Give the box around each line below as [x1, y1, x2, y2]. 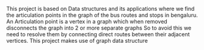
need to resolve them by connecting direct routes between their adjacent [6, 31, 191, 38]
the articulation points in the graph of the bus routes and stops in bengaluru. [6, 11, 199, 19]
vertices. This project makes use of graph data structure [6, 37, 148, 44]
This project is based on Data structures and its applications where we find [6, 5, 195, 12]
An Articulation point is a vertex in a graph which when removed [6, 18, 168, 25]
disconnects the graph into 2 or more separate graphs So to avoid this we [6, 24, 192, 31]
